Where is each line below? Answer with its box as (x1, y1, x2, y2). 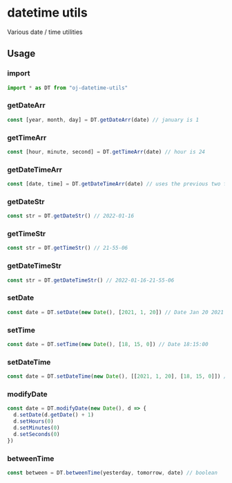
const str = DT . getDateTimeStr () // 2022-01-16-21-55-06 (7, 277, 175, 284)
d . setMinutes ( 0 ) (13, 424, 60, 431)
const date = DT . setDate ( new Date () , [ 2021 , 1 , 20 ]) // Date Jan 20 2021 (7, 309, 224, 316)
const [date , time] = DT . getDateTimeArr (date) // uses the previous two (7, 181, 221, 188)
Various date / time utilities (7, 28, 83, 36)
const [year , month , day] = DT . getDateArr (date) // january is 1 (7, 116, 199, 123)
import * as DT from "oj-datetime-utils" (7, 84, 128, 91)
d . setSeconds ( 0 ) (13, 430, 60, 437)
